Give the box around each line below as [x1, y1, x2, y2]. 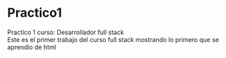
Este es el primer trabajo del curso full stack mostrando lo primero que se [7, 35, 219, 43]
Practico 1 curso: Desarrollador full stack [7, 28, 125, 36]
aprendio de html [7, 43, 57, 51]
